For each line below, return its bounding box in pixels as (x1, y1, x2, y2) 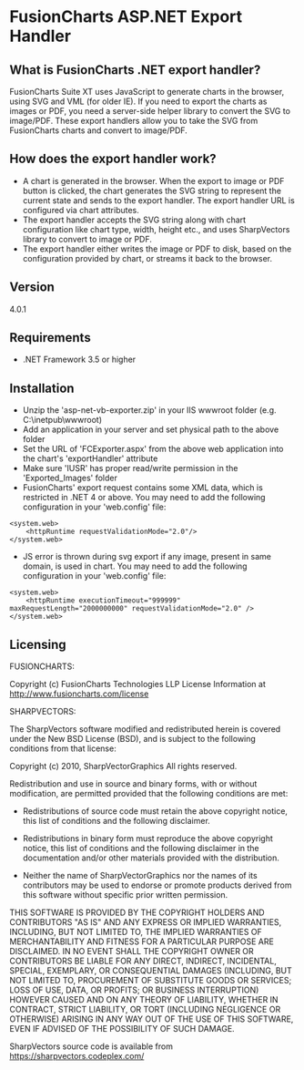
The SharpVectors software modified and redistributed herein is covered (9, 724, 281, 735)
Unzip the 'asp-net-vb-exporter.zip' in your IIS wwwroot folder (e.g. (22, 405, 277, 416)
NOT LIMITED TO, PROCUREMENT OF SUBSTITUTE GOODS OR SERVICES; (9, 975, 292, 986)
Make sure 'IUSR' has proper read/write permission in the (22, 463, 238, 474)
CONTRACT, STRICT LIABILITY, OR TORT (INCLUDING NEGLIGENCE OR (9, 1004, 281, 1015)
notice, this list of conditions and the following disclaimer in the (22, 843, 259, 854)
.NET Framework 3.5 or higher (22, 354, 137, 365)
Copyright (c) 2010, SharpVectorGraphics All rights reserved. (9, 761, 238, 772)
